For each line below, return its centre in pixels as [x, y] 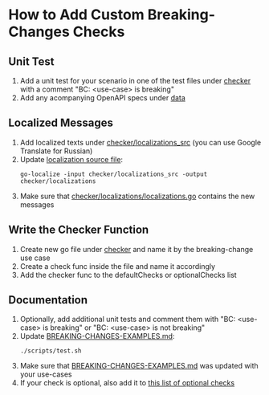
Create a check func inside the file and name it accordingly [117, 266]
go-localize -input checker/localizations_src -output [114, 174]
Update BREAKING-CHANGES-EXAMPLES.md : [97, 336]
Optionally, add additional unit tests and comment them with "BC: [128, 320]
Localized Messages [61, 123]
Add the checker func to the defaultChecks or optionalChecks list [128, 275]
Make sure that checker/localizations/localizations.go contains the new [137, 196]
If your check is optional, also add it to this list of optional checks [127, 383]
